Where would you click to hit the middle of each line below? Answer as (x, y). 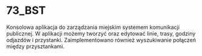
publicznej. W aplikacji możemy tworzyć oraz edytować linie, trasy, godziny (101, 33)
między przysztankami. (36, 46)
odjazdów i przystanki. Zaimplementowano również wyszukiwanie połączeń (101, 40)
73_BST (26, 11)
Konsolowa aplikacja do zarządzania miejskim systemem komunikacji (93, 27)
